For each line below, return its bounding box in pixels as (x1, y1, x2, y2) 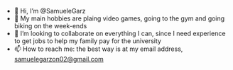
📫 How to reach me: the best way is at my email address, (13, 45, 183, 53)
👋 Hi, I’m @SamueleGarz (13, 7, 86, 15)
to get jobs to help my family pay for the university (13, 37, 162, 45)
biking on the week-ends (13, 22, 87, 30)
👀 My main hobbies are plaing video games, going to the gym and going (13, 14, 225, 23)
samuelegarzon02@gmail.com (13, 55, 104, 63)
